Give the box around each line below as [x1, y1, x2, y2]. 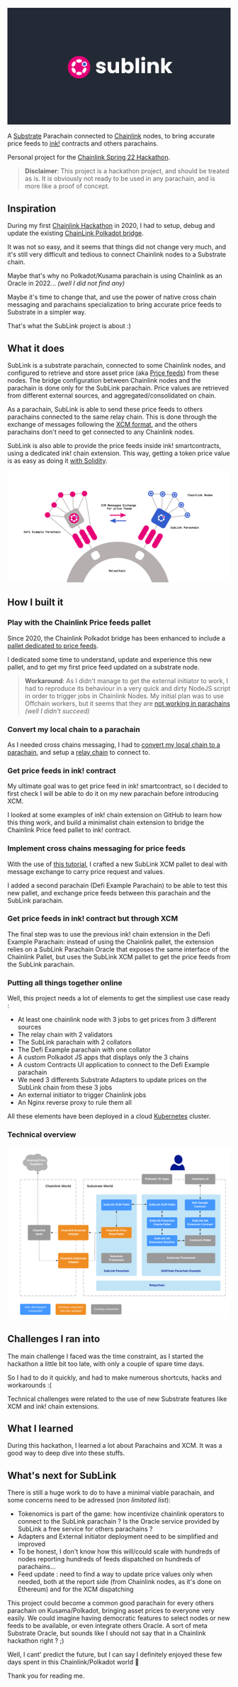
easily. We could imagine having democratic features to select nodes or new [7, 1614, 230, 1622]
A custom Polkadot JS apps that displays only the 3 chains [17, 1053, 189, 1061]
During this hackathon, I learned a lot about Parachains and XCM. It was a [7, 1441, 222, 1450]
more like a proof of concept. [24, 182, 110, 190]
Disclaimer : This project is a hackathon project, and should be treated [24, 167, 229, 175]
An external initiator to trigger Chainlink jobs [17, 1091, 147, 1099]
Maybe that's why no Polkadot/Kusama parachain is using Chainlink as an [7, 271, 223, 280]
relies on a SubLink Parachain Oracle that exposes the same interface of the [7, 945, 229, 954]
